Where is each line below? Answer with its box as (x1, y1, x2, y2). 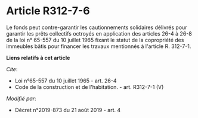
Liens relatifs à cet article (6, 54, 70, 61)
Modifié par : (6, 95, 37, 102)
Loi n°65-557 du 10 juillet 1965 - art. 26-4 (14, 77, 117, 84)
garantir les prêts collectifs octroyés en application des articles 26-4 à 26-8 (6, 30, 192, 37)
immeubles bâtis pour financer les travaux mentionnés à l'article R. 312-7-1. (6, 43, 191, 50)
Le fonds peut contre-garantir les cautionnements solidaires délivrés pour (6, 24, 187, 31)
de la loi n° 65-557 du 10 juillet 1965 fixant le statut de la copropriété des (6, 36, 184, 43)
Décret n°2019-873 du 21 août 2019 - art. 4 (14, 106, 121, 113)
